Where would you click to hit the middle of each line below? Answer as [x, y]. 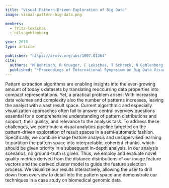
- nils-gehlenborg [29, 33]
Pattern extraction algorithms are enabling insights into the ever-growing [80, 84]
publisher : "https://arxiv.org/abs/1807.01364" [56, 56]
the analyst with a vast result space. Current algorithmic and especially [79, 106]
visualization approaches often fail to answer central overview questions [80, 111]
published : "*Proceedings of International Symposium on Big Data [81, 70]
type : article [20, 47]
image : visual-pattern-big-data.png [44, 15]
